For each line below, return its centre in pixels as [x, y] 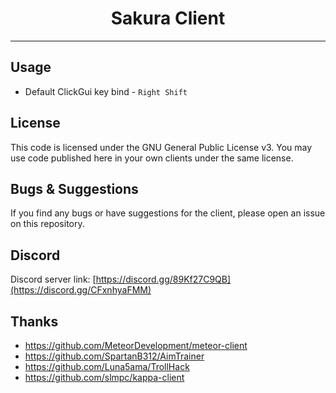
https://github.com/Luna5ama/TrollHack [107, 366]
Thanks [34, 321]
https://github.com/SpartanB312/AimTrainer [114, 356]
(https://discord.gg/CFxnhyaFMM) [81, 290]
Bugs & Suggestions [74, 188]
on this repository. [47, 224]
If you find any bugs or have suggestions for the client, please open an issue [168, 213]
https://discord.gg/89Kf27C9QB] [163, 279]
